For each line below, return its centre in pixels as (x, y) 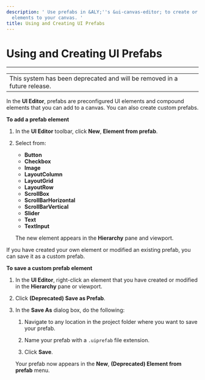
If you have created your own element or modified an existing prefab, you (99, 250)
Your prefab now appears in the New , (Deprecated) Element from (98, 364)
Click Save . (38, 352)
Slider (32, 213)
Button (33, 155)
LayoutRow (39, 187)
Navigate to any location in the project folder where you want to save (111, 322)
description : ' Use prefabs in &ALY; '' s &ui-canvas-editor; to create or (102, 12)
